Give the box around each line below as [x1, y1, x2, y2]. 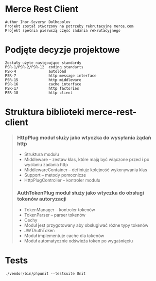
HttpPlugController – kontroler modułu [24, 177, 101, 183]
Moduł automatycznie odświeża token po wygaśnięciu [24, 238, 133, 243]
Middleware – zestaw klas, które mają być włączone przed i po [24, 157, 150, 162]
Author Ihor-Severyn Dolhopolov [5, 20, 70, 24]
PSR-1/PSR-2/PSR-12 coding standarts [5, 64, 84, 69]
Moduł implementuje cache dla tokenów [24, 233, 104, 239]
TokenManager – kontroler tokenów [24, 206, 96, 213]
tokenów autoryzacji [17, 196, 67, 202]
